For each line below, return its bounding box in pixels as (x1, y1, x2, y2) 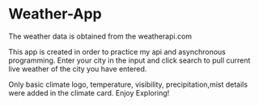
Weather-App (8, 5, 103, 23)
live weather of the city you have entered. (8, 63, 147, 73)
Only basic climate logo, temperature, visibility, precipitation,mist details (8, 79, 248, 89)
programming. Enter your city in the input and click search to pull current (8, 55, 251, 65)
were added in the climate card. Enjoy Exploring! (8, 88, 170, 97)
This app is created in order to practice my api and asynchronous (8, 47, 227, 56)
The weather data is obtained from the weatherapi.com (8, 31, 193, 41)
